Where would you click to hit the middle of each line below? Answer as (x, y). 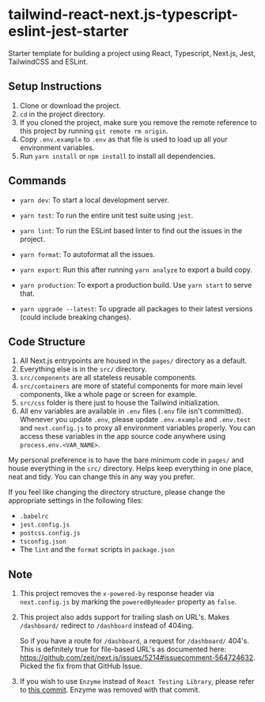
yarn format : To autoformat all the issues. (87, 254)
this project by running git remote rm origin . (94, 130)
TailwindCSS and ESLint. (48, 62)
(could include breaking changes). (76, 317)
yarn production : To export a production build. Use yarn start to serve (136, 285)
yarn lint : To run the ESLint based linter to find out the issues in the (131, 230)
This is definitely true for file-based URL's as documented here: (123, 649)
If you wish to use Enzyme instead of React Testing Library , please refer (137, 681)
